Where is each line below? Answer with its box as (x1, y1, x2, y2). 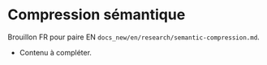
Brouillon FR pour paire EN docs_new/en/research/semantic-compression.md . (7, 32, 261, 42)
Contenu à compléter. (19, 47, 93, 57)
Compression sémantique (7, 6, 186, 24)
